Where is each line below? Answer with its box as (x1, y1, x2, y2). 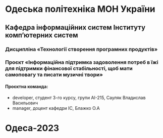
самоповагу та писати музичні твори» (5, 71, 103, 78)
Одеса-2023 (5, 122, 59, 134)
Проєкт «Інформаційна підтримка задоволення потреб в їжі (5, 59, 159, 66)
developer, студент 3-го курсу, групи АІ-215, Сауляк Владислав (12, 94, 146, 100)
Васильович (12, 100, 38, 106)
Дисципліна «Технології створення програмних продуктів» (5, 46, 158, 52)
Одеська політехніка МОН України (5, 3, 156, 15)
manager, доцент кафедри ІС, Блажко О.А (12, 105, 100, 111)
